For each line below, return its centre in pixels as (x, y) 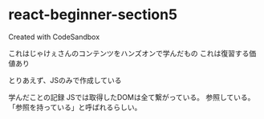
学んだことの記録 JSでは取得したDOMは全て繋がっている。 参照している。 (132, 97)
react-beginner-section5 (93, 15)
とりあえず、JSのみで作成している (65, 80)
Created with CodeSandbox (54, 37)
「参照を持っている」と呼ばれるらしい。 (75, 107)
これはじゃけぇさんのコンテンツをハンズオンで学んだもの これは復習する (129, 53)
